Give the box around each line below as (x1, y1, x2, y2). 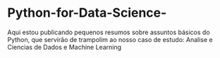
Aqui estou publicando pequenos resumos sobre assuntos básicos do (7, 28, 210, 36)
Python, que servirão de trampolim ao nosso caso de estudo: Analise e (7, 35, 213, 43)
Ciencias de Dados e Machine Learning (7, 43, 122, 51)
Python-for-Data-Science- (7, 5, 167, 21)
